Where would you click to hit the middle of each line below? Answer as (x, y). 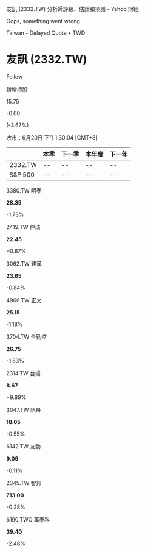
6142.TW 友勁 (24, 446)
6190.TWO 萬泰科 (28, 519)
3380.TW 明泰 (24, 190)
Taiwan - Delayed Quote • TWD (46, 33)
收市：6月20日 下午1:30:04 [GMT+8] (52, 137)
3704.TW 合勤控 (27, 336)
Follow (15, 76)
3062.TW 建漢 (24, 263)
